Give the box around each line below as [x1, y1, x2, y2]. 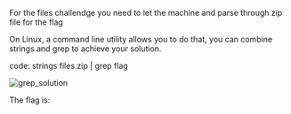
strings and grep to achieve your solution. [9, 43, 162, 54]
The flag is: [9, 95, 51, 105]
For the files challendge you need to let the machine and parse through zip [9, 8, 283, 18]
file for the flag [9, 17, 64, 27]
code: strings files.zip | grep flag [9, 61, 129, 71]
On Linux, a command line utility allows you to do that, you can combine [9, 34, 273, 44]
